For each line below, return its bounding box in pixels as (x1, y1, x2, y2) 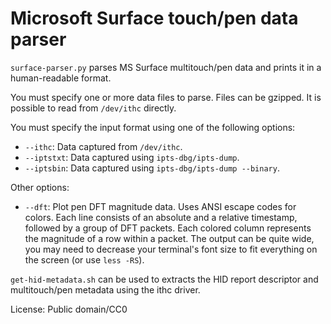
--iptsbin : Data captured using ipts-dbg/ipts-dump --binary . (24, 162, 280, 174)
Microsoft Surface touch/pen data (10, 7, 299, 30)
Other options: (10, 181, 70, 193)
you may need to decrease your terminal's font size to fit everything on (24, 243, 318, 255)
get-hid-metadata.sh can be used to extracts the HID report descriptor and (10, 273, 319, 285)
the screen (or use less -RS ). (24, 253, 145, 266)
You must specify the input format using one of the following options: (10, 121, 296, 133)
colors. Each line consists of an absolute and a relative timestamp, (24, 211, 298, 223)
